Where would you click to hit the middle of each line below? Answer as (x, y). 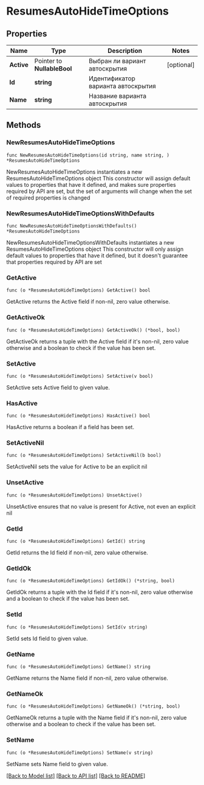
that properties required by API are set (54, 262)
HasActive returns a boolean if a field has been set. (70, 427)
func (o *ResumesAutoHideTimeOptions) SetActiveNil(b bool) (84, 455)
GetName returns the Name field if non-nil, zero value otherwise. (87, 678)
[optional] (181, 65)
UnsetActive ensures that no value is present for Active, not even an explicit (101, 506)
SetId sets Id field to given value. (47, 638)
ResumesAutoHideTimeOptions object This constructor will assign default (98, 178)
